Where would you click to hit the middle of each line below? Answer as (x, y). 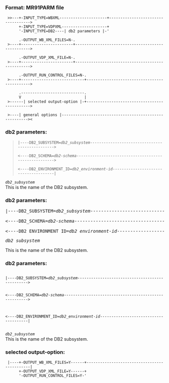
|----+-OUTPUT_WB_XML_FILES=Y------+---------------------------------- (86, 363)
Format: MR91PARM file (35, 8)
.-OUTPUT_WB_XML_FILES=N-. (47, 40)
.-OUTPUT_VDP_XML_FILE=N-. (47, 58)
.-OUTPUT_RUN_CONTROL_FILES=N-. (52, 75)
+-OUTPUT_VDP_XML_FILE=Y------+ (52, 371)
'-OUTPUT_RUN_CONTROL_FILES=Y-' (52, 376)
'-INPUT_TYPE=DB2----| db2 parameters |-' (64, 31)
